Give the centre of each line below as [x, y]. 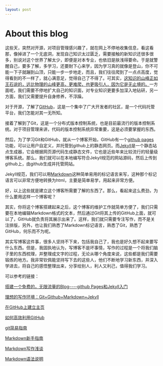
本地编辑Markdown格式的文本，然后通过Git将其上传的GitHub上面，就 [82, 213]
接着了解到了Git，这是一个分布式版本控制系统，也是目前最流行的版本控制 [78, 123]
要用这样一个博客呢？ [35, 196]
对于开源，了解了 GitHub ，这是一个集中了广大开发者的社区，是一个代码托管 [80, 106]
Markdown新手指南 [24, 338]
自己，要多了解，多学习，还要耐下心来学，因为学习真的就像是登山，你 [79, 66]
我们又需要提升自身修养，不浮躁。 [52, 96]
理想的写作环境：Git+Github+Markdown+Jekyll [52, 296]
